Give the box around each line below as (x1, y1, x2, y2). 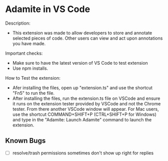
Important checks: (5, 50, 43, 56)
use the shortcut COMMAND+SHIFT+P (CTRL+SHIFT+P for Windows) (12, 111, 157, 117)
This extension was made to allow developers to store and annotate (12, 30, 152, 36)
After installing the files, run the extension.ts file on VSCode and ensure (12, 95, 160, 101)
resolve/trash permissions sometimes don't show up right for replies (12, 149, 154, 156)
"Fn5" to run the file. (12, 90, 55, 96)
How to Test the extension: (5, 75, 61, 81)
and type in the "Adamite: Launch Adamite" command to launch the (12, 116, 152, 122)
